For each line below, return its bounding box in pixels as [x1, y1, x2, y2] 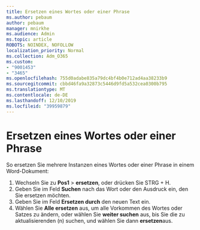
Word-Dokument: [6, 168, 49, 175]
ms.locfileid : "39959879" [6, 103, 71, 109]
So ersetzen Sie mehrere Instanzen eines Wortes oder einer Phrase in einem [6, 161, 195, 168]
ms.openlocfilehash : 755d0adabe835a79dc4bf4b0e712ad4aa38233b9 [6, 75, 168, 81]
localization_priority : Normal [6, 48, 84, 54]
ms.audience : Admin [6, 31, 55, 37]
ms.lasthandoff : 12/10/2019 [6, 97, 77, 103]
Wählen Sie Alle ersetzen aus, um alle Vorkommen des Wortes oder [14, 204, 183, 212]
